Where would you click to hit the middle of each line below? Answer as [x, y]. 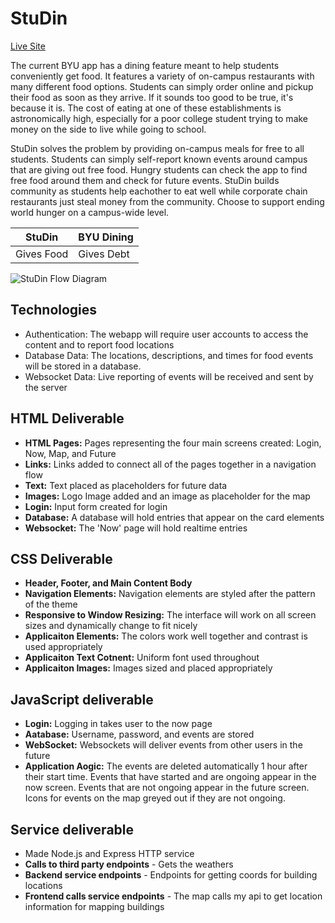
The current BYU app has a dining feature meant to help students [145, 65]
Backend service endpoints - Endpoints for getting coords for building [171, 875]
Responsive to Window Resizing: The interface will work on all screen [170, 615]
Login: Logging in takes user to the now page [118, 724]
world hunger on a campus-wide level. [90, 212]
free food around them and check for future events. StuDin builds [145, 180]
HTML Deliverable [67, 418]
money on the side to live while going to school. [108, 129]
